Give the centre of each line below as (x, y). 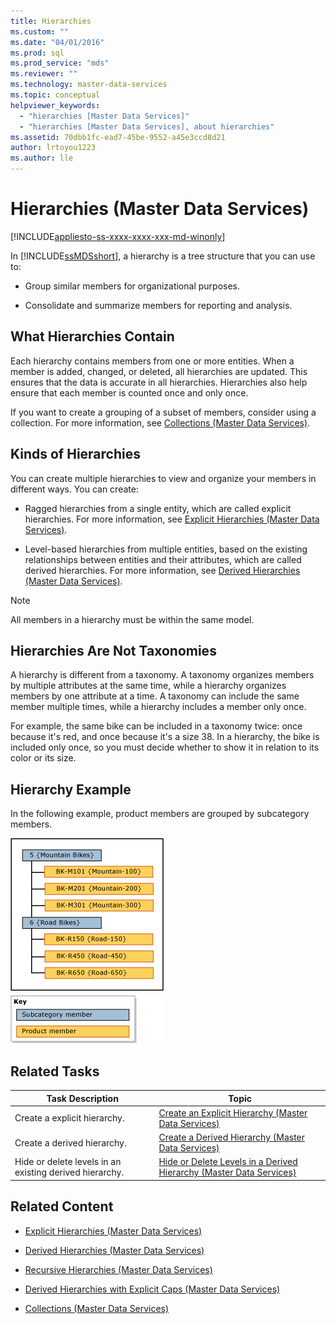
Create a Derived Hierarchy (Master (232, 1137)
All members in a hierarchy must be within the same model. (132, 619)
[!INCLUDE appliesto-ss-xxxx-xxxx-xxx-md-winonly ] (118, 236)
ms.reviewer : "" (44, 74)
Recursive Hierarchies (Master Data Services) (118, 1269)
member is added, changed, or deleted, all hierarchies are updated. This (159, 371)
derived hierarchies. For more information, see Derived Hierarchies (162, 570)
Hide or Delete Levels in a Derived (228, 1162)
